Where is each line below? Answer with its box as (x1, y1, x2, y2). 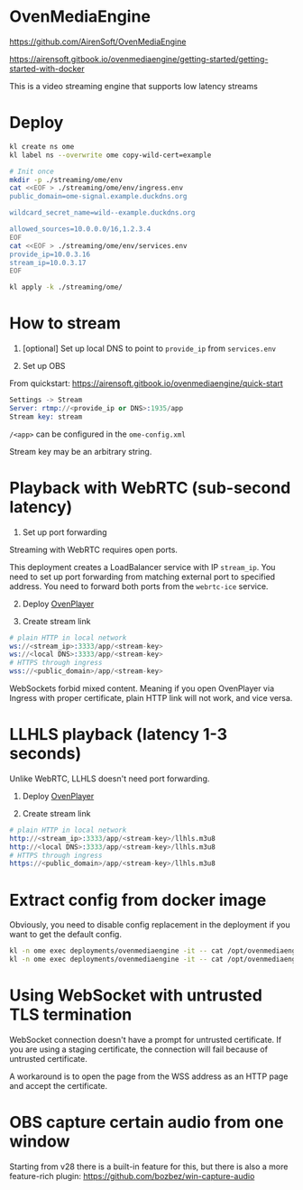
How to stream (9, 313, 122, 334)
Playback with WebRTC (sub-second (9, 477, 291, 498)
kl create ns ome (9, 142, 75, 151)
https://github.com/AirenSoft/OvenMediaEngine (9, 36, 187, 47)
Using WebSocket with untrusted (9, 985, 263, 1006)
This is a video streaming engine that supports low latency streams (9, 80, 259, 91)
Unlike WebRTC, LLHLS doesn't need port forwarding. (9, 773, 210, 784)
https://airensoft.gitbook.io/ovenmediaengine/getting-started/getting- (9, 53, 269, 64)
